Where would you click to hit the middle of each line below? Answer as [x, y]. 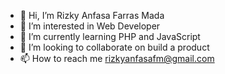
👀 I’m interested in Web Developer [90, 26]
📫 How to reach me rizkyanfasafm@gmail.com [117, 58]
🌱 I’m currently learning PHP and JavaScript [110, 36]
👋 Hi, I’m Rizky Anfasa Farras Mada [92, 15]
